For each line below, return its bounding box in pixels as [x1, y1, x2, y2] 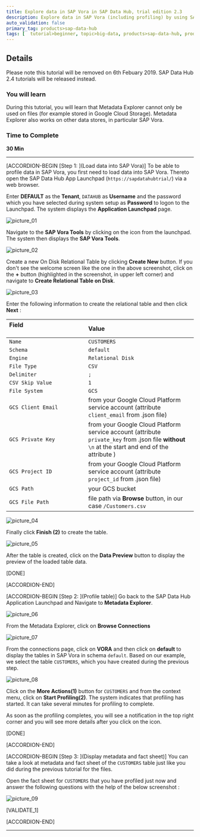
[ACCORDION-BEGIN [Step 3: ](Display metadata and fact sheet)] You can [6, 753, 189, 760]
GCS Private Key [9, 436, 55, 442]
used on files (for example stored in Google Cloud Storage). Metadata [6, 110, 177, 117]
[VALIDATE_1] [6, 807, 39, 814]
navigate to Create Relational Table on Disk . [6, 277, 115, 284]
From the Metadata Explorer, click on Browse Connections [6, 622, 151, 629]
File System [9, 387, 43, 394]
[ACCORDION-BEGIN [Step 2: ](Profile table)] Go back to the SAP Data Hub [6, 592, 191, 600]
